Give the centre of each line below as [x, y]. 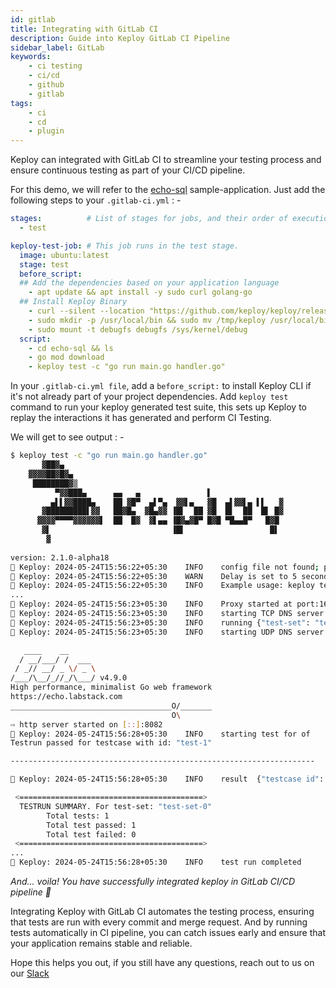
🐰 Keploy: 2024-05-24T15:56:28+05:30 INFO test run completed [156, 862]
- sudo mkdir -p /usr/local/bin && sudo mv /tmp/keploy [147, 320]
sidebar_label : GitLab [57, 47]
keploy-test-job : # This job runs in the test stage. [125, 246]
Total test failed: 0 [91, 834]
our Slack [30, 973]
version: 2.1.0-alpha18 [60, 557]
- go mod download [66, 357]
